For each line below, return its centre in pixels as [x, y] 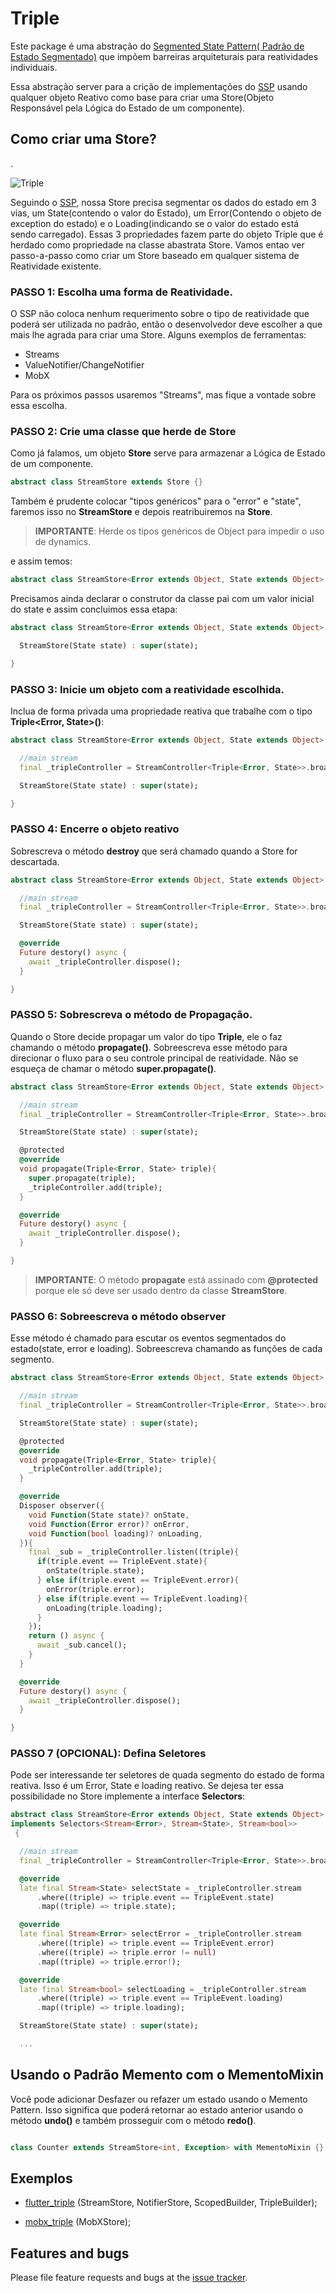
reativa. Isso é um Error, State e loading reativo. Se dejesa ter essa [147, 1786]
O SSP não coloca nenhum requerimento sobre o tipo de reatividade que [160, 314]
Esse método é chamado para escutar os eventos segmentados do [148, 1338]
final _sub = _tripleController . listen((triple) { [134, 1552]
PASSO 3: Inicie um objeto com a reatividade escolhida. [147, 689]
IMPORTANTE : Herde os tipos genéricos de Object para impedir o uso [179, 531]
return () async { [66, 1636]
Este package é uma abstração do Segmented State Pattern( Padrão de [157, 46]
